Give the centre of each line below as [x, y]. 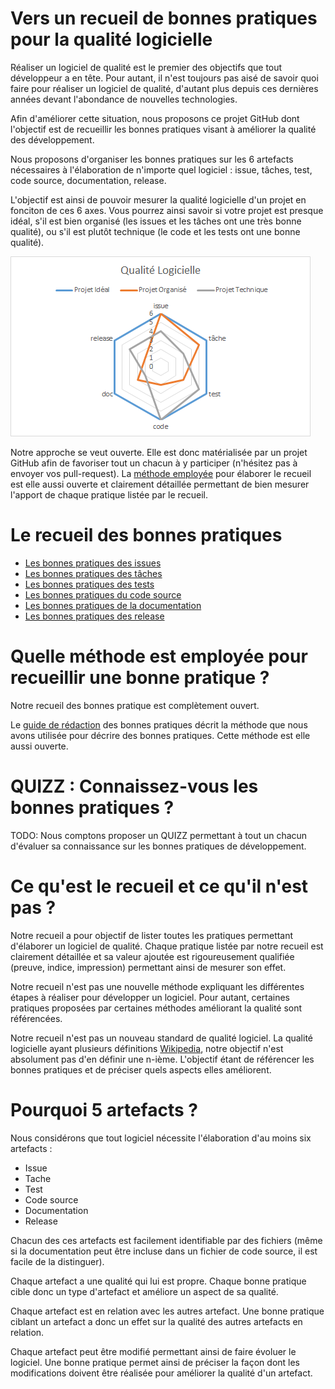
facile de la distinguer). [57, 1261]
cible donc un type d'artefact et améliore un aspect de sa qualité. [144, 1291]
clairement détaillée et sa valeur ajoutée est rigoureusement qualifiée [152, 956]
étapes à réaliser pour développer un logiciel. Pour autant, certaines [150, 997]
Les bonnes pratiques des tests [89, 584]
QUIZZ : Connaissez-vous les [134, 786]
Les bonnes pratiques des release [94, 616]
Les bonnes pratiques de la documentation [113, 605]
